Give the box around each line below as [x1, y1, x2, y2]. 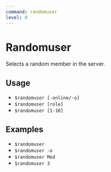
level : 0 [5, 14, 28, 21]
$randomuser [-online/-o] [14, 95, 80, 101]
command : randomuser [5, 8, 58, 15]
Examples [5, 124, 43, 135]
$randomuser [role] [14, 101, 64, 107]
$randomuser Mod [14, 154, 55, 161]
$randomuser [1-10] [14, 108, 64, 114]
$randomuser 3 [14, 161, 50, 167]
